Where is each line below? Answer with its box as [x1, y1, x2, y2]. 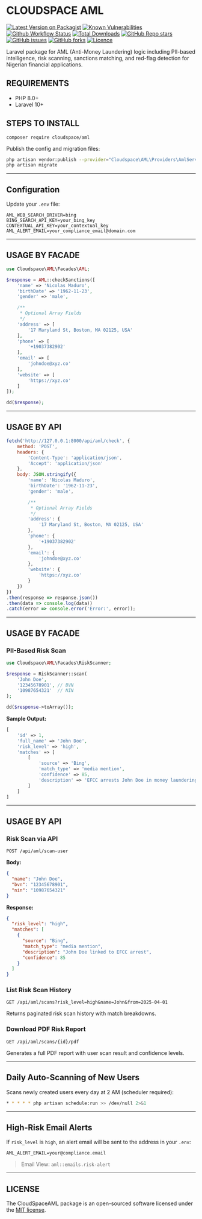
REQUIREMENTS [6, 78, 69, 89]
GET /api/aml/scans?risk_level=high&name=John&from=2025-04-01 [6, 999, 168, 1005]
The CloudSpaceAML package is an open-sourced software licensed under [6, 1200, 194, 1207]
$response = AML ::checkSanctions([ [6, 277, 96, 283]
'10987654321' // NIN [17, 688, 74, 694]
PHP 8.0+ [14, 94, 39, 101]
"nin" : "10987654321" [11, 887, 66, 893]
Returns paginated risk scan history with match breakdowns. [6, 1010, 156, 1017]
